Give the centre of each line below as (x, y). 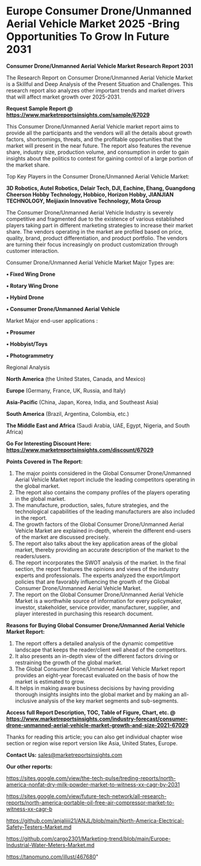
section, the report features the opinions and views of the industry (97, 569)
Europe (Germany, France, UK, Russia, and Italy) (66, 390)
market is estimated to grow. (50, 682)
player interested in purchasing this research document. (84, 614)
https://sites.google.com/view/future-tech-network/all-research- (86, 796)
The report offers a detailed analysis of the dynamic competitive (94, 643)
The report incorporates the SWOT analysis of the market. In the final (100, 563)
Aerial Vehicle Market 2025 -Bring (93, 24)
